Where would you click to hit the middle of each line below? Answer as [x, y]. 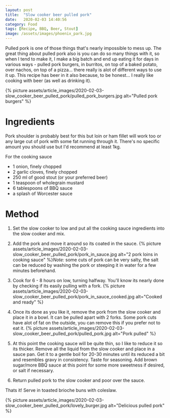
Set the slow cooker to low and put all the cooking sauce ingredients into [89, 228]
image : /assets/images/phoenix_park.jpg [49, 34]
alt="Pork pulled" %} [134, 333]
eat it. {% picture [30, 328]
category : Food [21, 24]
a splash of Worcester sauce [42, 193]
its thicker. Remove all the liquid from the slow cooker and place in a [83, 349]
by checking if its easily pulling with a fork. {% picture [69, 286]
